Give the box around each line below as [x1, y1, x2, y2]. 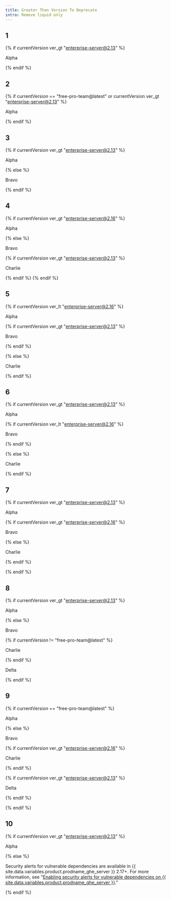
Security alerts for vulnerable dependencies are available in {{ [5, 863, 136, 869]
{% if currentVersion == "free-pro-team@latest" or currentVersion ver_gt [5, 93, 160, 99]
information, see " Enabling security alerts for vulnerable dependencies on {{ [5, 874, 166, 880]
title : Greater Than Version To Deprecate [5, 7, 97, 13]
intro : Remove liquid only [5, 12, 63, 17]
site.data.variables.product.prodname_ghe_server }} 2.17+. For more [5, 868, 149, 874]
